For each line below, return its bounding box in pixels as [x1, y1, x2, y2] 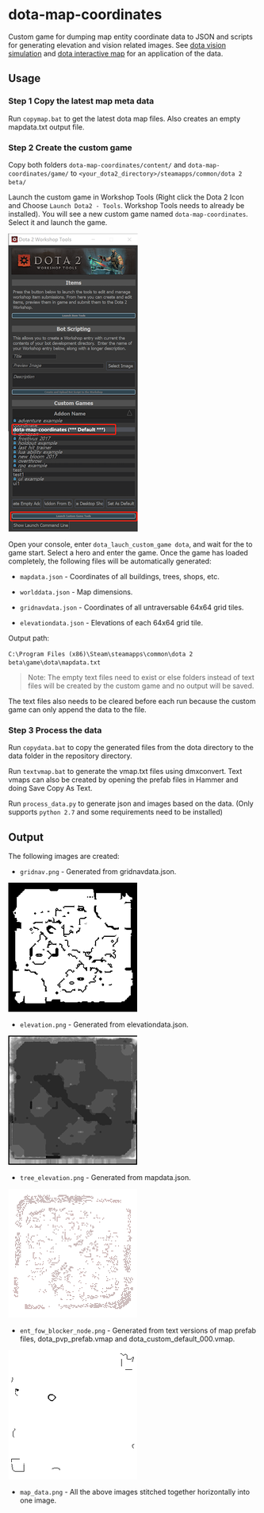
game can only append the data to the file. [8, 705, 147, 714]
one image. [19, 1496, 57, 1505]
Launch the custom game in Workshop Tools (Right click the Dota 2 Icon [8, 192, 244, 202]
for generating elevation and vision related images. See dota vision [8, 40, 226, 49]
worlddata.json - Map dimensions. [19, 586, 133, 597]
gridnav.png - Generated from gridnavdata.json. [19, 867, 177, 876]
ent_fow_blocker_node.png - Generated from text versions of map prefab [19, 1325, 256, 1336]
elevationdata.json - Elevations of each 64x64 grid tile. [19, 617, 204, 627]
